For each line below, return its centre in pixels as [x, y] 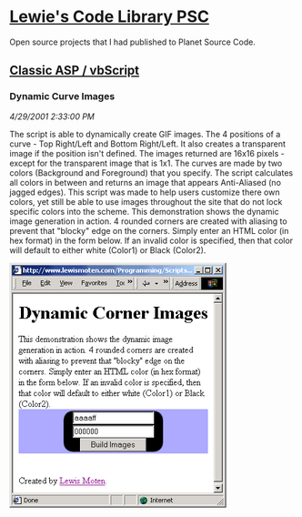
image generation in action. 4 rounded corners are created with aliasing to [149, 221]
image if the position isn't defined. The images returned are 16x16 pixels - [147, 153]
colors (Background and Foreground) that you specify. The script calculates [151, 172]
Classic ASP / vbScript [75, 71]
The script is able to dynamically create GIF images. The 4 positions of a [145, 134]
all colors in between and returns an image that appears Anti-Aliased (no [146, 182]
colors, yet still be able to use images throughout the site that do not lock [146, 201]
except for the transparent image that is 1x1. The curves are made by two [146, 163]
